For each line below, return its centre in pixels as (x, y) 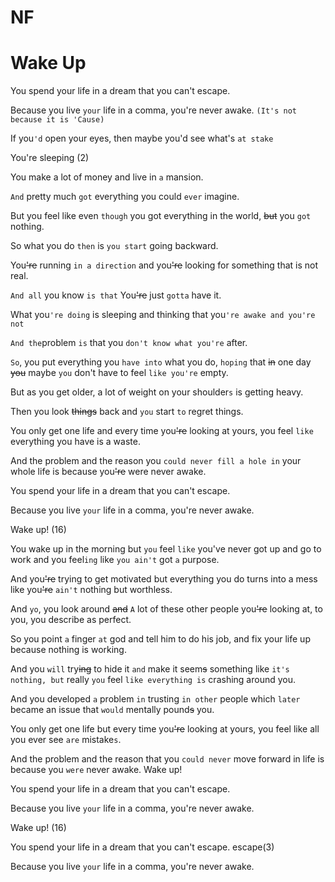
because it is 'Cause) (57, 120)
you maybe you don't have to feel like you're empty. (119, 373)
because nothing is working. (68, 650)
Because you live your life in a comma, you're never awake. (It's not (154, 110)
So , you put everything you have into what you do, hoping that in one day (161, 362)
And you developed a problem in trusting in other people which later (155, 699)
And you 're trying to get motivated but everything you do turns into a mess (164, 579)
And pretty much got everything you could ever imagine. (125, 197)
